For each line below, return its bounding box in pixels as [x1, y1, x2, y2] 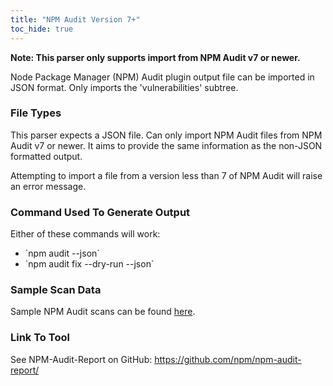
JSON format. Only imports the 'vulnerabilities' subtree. [10, 81, 239, 93]
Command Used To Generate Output [10, 205, 191, 219]
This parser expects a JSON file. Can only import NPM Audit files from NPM [10, 129, 323, 141]
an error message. [10, 180, 87, 192]
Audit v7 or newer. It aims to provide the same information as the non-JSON [10, 139, 323, 151]
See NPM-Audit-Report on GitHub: [10, 353, 153, 365]
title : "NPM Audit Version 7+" [10, 14, 141, 25]
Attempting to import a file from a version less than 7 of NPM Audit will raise [10, 169, 323, 181]
